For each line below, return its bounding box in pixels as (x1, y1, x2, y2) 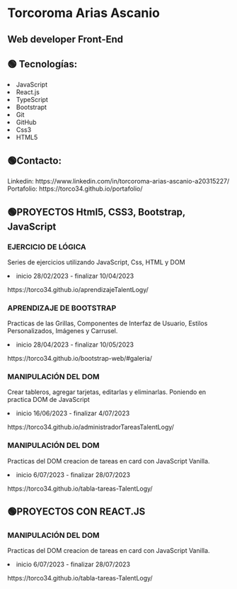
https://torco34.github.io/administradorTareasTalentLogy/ (7, 423, 175, 432)
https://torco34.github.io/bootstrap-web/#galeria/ (7, 354, 153, 363)
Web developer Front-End (7, 33, 124, 45)
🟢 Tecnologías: (7, 58, 78, 70)
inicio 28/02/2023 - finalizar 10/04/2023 (16, 271, 134, 280)
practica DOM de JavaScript (7, 396, 90, 404)
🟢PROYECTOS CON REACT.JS (7, 505, 146, 518)
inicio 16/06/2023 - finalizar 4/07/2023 (16, 409, 130, 417)
